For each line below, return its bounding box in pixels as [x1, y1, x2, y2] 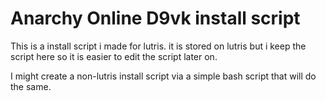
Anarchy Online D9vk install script [10, 7, 301, 30]
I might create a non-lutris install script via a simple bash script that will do [10, 70, 317, 82]
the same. [10, 80, 52, 92]
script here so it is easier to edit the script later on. [10, 50, 218, 62]
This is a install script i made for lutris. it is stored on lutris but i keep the [10, 40, 307, 52]
